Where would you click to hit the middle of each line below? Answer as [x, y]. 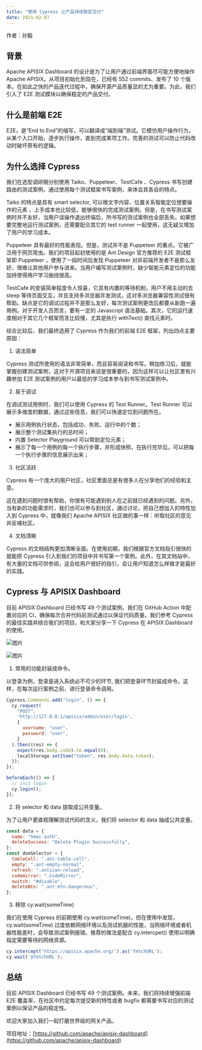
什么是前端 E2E [34, 115]
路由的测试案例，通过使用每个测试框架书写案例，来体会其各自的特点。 [93, 189]
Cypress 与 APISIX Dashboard [63, 592]
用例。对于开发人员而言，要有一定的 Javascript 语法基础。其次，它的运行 [97, 310]
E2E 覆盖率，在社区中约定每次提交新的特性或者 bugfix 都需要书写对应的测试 [100, 1000]
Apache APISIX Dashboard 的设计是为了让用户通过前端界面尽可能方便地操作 [101, 72]
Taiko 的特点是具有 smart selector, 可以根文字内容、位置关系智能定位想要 [97, 202]
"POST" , [26, 711]
